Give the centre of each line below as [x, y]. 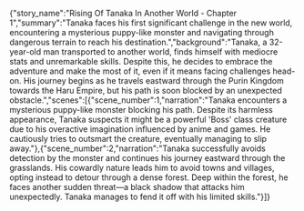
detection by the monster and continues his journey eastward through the [147, 158]
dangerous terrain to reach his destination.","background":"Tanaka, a [138, 42]
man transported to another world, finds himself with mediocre [161, 52]
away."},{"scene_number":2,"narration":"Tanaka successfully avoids [137, 148]
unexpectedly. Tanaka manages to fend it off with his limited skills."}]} [140, 196]
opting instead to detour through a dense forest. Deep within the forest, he [149, 177]
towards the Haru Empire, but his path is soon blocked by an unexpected [146, 90]
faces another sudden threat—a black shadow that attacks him [127, 187]
